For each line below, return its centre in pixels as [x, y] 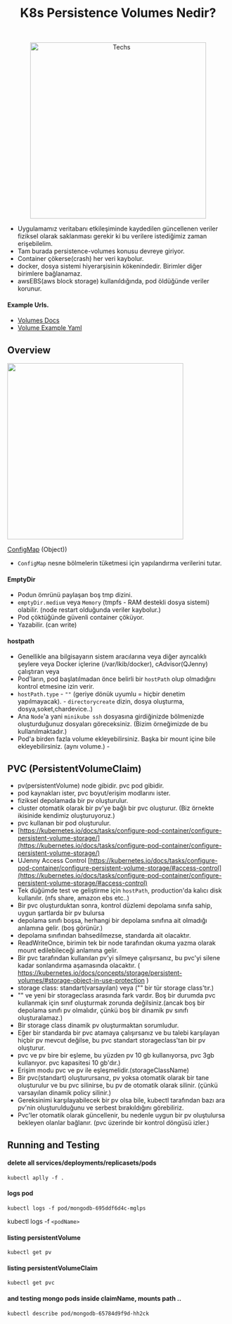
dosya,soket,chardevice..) [55, 709]
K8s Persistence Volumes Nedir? [118, 13]
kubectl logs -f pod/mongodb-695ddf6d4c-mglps [77, 1208]
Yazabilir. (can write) [47, 625]
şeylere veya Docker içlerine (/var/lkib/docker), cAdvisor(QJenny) [113, 664]
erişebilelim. [35, 243]
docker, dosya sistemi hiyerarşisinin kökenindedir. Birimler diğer [110, 266]
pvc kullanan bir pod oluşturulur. [64, 823]
